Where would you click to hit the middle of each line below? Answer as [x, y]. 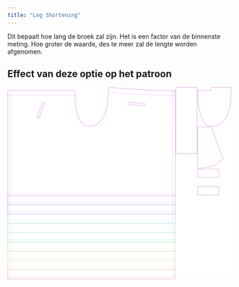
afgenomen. [25, 51]
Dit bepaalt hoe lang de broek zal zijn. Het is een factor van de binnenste [114, 36]
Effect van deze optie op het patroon [90, 74]
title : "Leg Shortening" [44, 15]
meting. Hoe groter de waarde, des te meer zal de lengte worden [102, 44]
